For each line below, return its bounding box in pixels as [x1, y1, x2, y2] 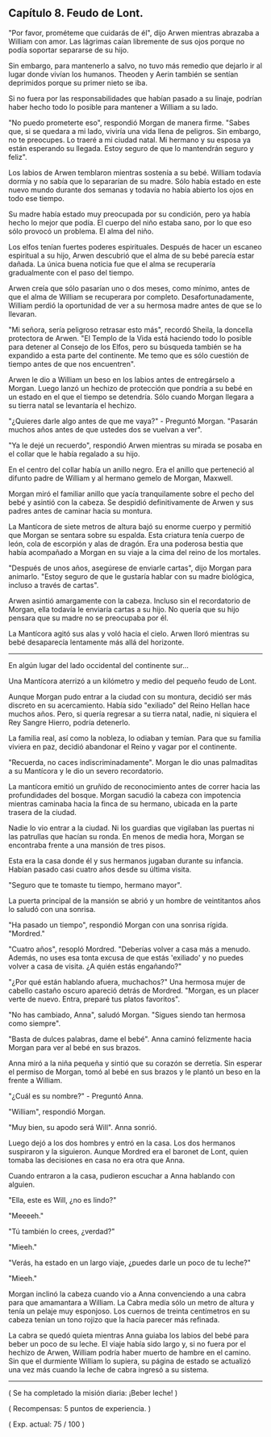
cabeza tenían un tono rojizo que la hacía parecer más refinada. [8, 1314, 220, 1324]
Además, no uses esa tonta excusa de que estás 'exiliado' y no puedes [8, 952, 244, 962]
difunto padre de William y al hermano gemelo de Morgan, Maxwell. [8, 473, 234, 483]
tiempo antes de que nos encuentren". [8, 359, 135, 368]
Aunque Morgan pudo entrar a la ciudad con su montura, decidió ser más [8, 691, 252, 701]
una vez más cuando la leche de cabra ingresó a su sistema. [8, 1364, 210, 1374]
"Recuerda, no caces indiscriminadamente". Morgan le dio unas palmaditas [8, 757, 258, 767]
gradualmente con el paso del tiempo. [8, 267, 135, 277]
